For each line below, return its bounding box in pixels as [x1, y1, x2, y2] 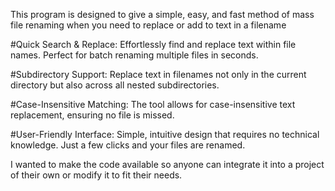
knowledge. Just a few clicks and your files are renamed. [10, 139, 246, 151]
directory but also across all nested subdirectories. [10, 79, 220, 91]
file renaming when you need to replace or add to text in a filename [10, 19, 287, 31]
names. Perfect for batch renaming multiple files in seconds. [10, 49, 259, 61]
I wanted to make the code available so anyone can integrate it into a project [10, 159, 325, 170]
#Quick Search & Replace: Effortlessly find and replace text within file [10, 39, 297, 50]
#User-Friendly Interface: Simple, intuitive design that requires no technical [10, 129, 320, 140]
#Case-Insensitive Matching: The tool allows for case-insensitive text [10, 99, 296, 110]
